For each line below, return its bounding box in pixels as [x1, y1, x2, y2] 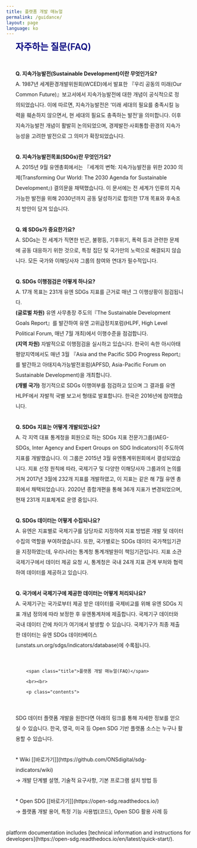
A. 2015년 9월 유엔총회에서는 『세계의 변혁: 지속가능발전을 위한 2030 [15, 164, 177, 171]
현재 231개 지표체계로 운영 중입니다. [15, 496, 99, 504]
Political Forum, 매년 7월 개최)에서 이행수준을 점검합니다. [15, 330, 148, 337]
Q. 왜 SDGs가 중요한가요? [15, 226, 75, 233]
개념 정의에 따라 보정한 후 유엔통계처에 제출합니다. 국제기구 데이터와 [21, 610, 179, 618]
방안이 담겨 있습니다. [21, 205, 69, 213]
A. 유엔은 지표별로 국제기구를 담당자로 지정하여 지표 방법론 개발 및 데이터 [15, 527, 184, 534]
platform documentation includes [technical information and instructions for [6, 829, 191, 836]
